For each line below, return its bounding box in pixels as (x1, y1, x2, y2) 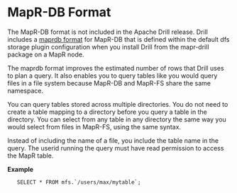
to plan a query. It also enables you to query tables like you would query (7, 71, 218, 80)
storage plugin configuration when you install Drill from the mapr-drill (7, 42, 209, 51)
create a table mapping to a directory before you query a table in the (7, 107, 207, 116)
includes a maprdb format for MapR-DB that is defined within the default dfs (7, 35, 230, 43)
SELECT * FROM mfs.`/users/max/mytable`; (16, 178, 141, 186)
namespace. (7, 86, 44, 95)
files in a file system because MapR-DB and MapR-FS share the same (7, 78, 211, 87)
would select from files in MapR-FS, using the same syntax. (7, 122, 182, 131)
